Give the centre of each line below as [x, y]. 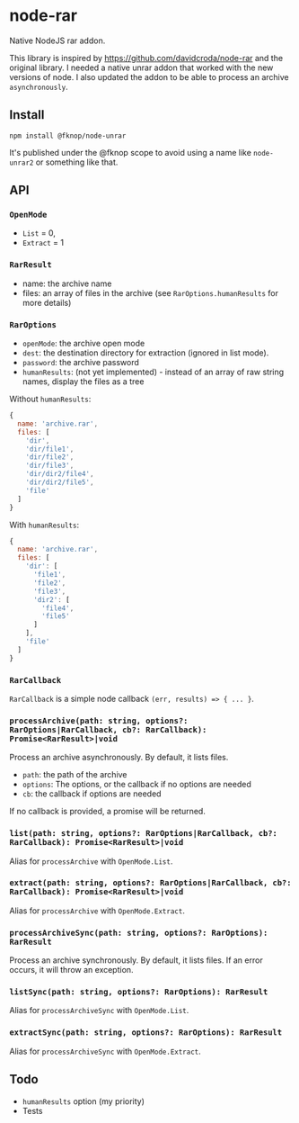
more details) [47, 302]
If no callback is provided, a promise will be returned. [108, 812]
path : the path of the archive [75, 775]
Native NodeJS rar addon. [57, 40]
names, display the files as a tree [83, 382]
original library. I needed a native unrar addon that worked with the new [141, 67]
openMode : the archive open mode [84, 344]
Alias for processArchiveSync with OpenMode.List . [99, 1011]
